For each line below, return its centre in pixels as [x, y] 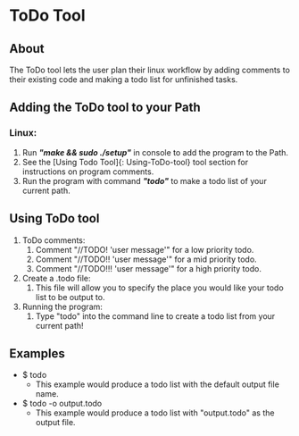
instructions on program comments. [88, 172]
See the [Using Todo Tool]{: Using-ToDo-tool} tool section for [135, 162]
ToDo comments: [54, 240]
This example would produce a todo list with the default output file [157, 384]
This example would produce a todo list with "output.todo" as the [155, 413]
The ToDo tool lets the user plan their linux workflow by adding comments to [149, 70]
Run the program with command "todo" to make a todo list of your [145, 180]
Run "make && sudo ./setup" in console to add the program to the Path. [155, 152]
